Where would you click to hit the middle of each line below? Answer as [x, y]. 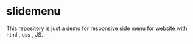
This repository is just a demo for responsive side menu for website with [97, 28]
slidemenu [33, 11]
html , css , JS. [25, 34]
